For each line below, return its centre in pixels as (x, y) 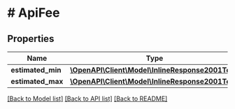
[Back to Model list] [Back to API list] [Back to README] (87, 99)
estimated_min (36, 70)
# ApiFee (34, 13)
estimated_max (37, 81)
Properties (31, 39)
